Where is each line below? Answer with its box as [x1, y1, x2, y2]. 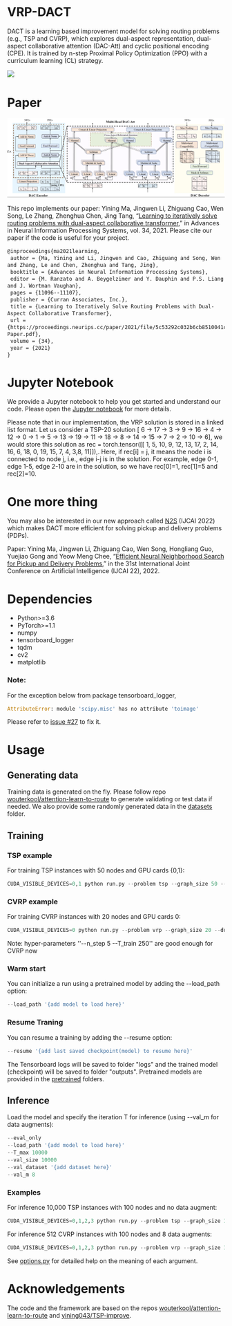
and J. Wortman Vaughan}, [7, 283, 81, 290]
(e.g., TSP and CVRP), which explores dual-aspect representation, [7, 34, 195, 42]
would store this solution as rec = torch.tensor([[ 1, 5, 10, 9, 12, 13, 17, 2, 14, [7, 440, 219, 449]
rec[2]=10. [7, 469, 37, 478]
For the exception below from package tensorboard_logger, [7, 691, 177, 699]
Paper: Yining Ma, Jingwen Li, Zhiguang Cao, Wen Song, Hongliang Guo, [7, 545, 214, 553]
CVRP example [7, 897, 59, 906]
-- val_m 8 [7, 1171, 36, 1178]
